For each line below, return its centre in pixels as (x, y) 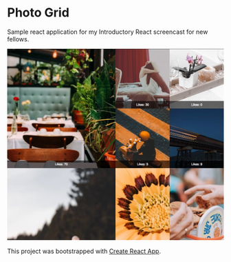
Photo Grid (38, 13)
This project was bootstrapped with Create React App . (84, 251)
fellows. (18, 39)
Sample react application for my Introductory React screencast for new (108, 32)
